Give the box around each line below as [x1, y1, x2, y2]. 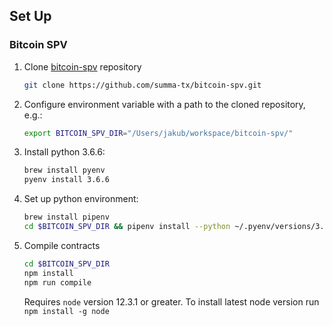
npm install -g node [23, 306, 110, 316]
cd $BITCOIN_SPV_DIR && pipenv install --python [23, 222, 231, 232]
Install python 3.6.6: [23, 146, 106, 158]
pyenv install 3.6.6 [23, 175, 110, 185]
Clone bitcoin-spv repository [23, 60, 142, 73]
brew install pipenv [23, 212, 110, 223]
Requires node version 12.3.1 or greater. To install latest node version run [23, 295, 320, 308]
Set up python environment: [23, 193, 139, 205]
